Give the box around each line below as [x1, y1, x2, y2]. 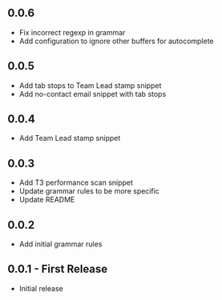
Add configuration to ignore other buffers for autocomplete [18, 36, 214, 46]
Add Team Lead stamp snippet [18, 134, 121, 143]
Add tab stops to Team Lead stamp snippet [18, 80, 162, 90]
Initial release [18, 283, 63, 293]
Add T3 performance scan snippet [18, 178, 134, 187]
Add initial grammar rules [18, 239, 103, 249]
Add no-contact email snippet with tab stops [18, 89, 167, 98]
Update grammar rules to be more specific [18, 186, 159, 196]
